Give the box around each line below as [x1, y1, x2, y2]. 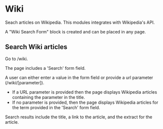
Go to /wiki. [5, 56, 28, 62]
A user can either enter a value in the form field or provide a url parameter [5, 74, 153, 81]
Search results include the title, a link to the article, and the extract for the [5, 114, 152, 120]
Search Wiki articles [5, 43, 68, 51]
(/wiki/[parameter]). [5, 80, 45, 85]
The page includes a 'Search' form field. [5, 65, 86, 71]
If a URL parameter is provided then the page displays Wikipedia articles [12, 89, 157, 95]
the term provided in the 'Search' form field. [12, 104, 101, 110]
